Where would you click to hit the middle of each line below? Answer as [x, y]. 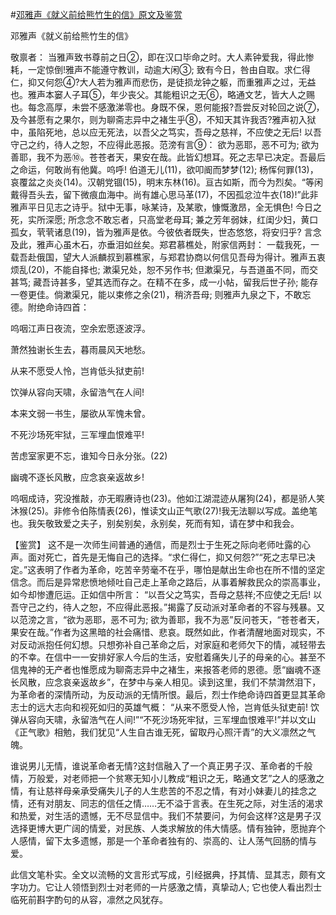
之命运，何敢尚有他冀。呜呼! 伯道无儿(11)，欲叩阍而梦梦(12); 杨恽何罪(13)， [164, 169]
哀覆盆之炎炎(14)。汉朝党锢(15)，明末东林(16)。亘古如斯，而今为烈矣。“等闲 [166, 182]
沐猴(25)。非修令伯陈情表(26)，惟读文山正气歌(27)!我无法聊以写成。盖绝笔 [164, 511]
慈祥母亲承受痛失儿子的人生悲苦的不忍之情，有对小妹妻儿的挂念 [176, 791]
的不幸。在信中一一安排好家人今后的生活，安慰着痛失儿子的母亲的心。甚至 [163, 657]
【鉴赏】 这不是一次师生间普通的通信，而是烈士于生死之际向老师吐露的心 [160, 544]
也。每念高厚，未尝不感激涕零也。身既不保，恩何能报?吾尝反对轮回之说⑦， [167, 107]
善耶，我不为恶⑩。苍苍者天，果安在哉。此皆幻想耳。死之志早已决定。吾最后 [168, 157]
